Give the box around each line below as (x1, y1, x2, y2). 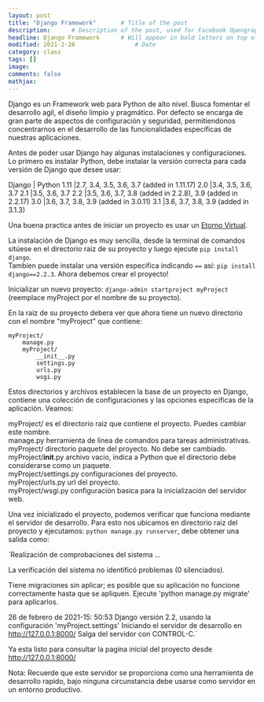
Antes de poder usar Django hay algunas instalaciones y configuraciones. (8, 147, 247, 158)
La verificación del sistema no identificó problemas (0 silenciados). (8, 565, 225, 574)
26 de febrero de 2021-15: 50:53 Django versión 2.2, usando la (8, 612, 211, 622)
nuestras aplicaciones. (8, 132, 81, 142)
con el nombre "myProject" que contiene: (8, 316, 143, 325)
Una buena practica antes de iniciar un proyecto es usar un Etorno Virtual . (8, 220, 247, 229)
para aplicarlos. (8, 596, 59, 607)
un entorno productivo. (8, 685, 82, 694)
